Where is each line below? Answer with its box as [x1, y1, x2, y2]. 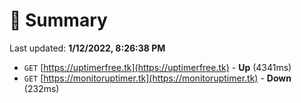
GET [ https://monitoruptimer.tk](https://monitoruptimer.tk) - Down [23, 72, 292, 84]
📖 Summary [9, 9, 108, 32]
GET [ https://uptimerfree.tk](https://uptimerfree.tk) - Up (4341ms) [23, 61, 292, 73]
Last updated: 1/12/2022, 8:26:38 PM [9, 42, 166, 54]
